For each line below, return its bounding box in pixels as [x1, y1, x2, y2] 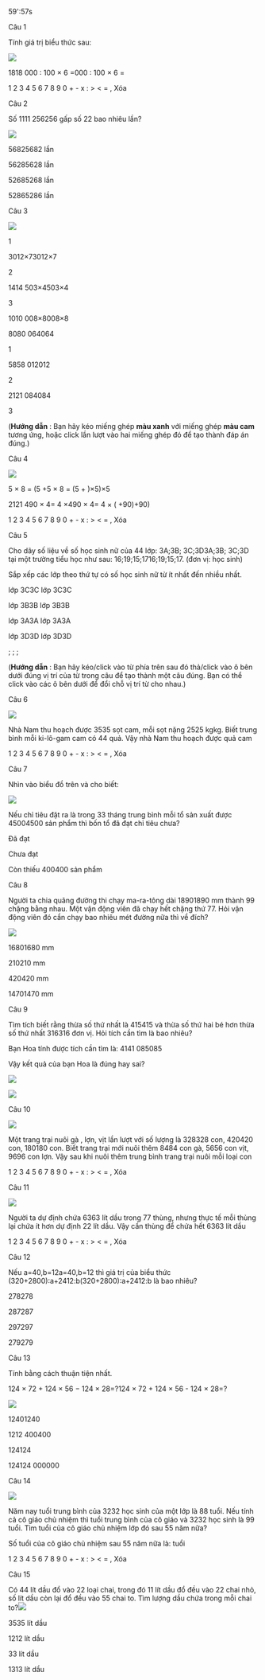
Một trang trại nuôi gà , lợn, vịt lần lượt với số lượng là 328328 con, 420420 [8, 1135, 254, 1144]
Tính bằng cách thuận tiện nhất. [8, 1369, 113, 1378]
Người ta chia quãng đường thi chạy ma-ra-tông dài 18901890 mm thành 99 [8, 895, 255, 905]
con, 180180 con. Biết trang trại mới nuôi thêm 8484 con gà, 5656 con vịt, [8, 1144, 249, 1152]
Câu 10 [8, 1105, 31, 1113]
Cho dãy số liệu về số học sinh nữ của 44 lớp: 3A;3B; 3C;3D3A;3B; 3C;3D [8, 546, 250, 555]
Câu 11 [8, 1183, 29, 1192]
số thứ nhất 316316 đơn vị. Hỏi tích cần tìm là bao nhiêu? [8, 1028, 193, 1038]
